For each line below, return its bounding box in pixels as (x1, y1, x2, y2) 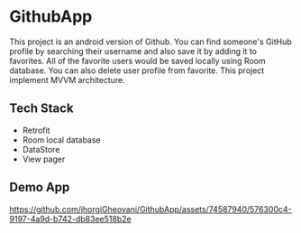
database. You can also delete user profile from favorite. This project (9, 65, 265, 76)
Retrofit (22, 125, 50, 135)
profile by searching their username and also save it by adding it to (9, 45, 257, 56)
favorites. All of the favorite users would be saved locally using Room (9, 55, 266, 66)
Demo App (9, 180, 70, 195)
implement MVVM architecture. (9, 74, 126, 85)
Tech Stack (9, 101, 74, 116)
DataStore (22, 144, 60, 154)
